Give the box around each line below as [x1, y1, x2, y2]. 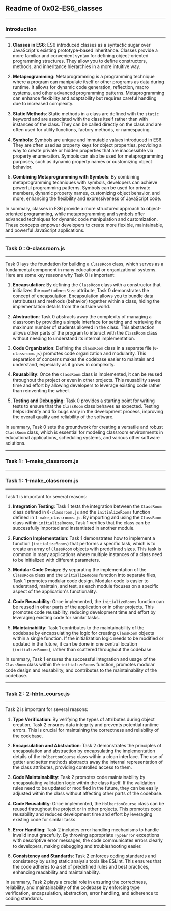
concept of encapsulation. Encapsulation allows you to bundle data [12, 293, 154, 299]
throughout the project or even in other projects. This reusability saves [12, 377, 160, 383]
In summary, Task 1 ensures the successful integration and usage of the [5, 656, 156, 662]
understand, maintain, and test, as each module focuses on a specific [12, 583, 159, 589]
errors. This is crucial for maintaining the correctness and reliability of [12, 727, 159, 734]
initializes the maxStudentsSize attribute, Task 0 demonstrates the [12, 287, 149, 294]
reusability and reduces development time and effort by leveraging [12, 811, 153, 817]
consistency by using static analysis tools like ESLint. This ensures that [12, 858, 161, 864]
